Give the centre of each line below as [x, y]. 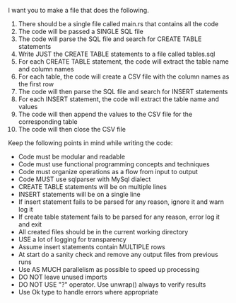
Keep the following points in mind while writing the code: [90, 143]
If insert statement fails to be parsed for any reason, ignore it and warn [121, 202]
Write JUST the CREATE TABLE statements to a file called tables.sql [117, 54]
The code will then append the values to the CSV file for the [105, 114]
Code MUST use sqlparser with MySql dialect [84, 179]
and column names [46, 69]
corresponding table [48, 122]
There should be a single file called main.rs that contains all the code [118, 24]
